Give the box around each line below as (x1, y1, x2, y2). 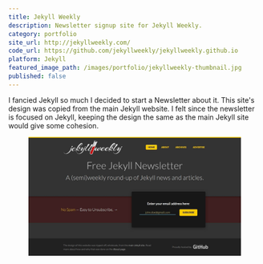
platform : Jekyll (8, 55, 67, 63)
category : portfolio (8, 30, 78, 38)
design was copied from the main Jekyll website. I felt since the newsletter (8, 104, 255, 113)
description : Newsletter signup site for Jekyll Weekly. (8, 21, 203, 30)
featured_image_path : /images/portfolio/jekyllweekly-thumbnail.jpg (8, 64, 242, 72)
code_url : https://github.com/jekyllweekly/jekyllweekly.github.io (8, 47, 239, 55)
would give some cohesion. (8, 120, 99, 130)
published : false (8, 72, 67, 80)
